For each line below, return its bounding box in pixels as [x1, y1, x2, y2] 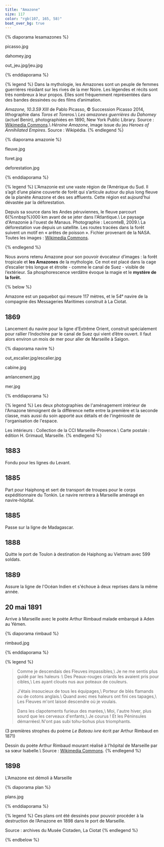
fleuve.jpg [5, 146, 25, 152]
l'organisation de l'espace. [5, 418, 59, 424]
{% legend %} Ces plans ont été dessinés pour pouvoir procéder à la [5, 812, 144, 818]
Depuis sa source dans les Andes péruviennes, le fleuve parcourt [5, 209, 137, 215]
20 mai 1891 [5, 603, 42, 611]
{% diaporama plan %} [5, 784, 51, 790]
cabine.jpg [5, 365, 26, 371]
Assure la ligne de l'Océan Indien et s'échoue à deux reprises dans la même [5, 584, 158, 590]
